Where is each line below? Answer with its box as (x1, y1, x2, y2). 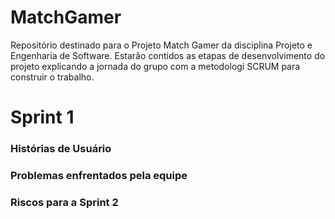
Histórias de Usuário (10, 142, 112, 156)
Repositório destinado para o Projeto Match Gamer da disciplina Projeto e (10, 39, 313, 51)
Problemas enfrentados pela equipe (10, 168, 188, 182)
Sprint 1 (10, 106, 75, 129)
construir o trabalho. (10, 71, 95, 83)
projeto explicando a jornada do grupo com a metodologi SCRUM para (10, 60, 301, 72)
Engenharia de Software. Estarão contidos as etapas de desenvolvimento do (10, 49, 326, 61)
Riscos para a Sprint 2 (10, 195, 119, 209)
